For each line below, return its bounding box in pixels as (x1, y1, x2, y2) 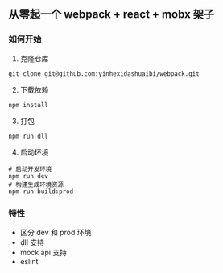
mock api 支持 (19, 247, 67, 257)
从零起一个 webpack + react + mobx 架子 (8, 7, 215, 22)
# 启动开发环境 (8, 164, 52, 173)
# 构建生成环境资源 (8, 180, 64, 188)
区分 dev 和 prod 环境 (19, 227, 92, 237)
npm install (8, 101, 48, 109)
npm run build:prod (8, 188, 74, 196)
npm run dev (8, 172, 48, 180)
